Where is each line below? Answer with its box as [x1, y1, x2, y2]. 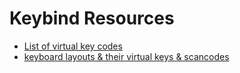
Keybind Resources [9, 7, 175, 30]
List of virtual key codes [23, 40, 123, 52]
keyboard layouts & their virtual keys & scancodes [23, 50, 230, 62]
